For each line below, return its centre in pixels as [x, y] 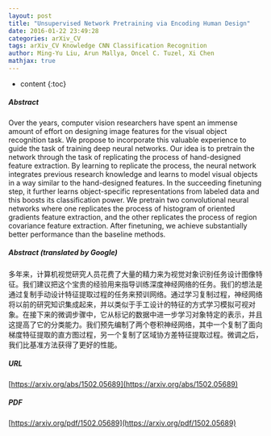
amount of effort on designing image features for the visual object [118, 131]
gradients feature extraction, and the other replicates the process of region [133, 217]
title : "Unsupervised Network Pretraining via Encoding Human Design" [129, 23]
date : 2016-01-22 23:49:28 [54, 31]
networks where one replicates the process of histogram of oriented [122, 208]
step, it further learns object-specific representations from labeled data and [134, 191]
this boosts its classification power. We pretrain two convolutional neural [129, 199]
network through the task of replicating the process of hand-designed [125, 157]
